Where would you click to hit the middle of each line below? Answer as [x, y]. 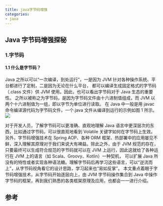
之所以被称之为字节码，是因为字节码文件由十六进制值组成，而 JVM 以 [85, 98]
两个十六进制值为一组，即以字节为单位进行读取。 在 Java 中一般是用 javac [80, 104]
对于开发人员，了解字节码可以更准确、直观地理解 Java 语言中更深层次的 [78, 125]
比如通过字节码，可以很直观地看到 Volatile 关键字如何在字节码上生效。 [84, 131]
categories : [17, 14]
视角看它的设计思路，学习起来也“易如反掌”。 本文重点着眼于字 [95, 168]
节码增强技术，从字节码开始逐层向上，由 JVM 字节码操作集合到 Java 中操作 [81, 174]
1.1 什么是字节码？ [23, 68]
